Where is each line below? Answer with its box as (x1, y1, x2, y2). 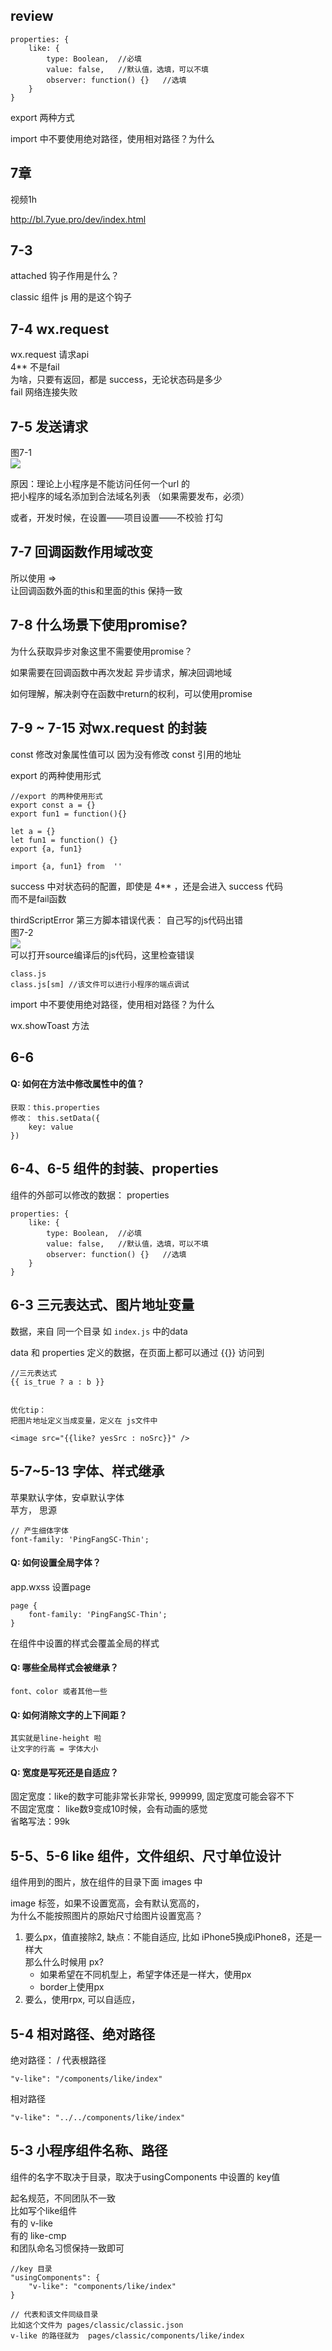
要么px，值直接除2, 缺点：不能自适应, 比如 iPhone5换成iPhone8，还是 (24, 1931, 313, 1943)
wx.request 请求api (10, 349, 90, 361)
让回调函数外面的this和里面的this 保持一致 (10, 584, 183, 596)
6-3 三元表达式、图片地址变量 (10, 1297, 195, 1314)
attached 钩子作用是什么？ (10, 270, 120, 282)
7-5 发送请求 (10, 418, 89, 435)
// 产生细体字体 (10, 1525, 69, 1536)
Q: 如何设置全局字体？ (10, 1557, 102, 1569)
